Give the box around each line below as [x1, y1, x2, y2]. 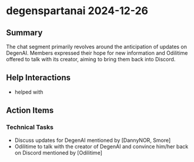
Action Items [6, 105, 54, 115]
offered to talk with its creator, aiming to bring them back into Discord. [6, 56, 176, 62]
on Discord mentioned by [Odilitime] [14, 149, 103, 156]
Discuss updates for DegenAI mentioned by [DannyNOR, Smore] [14, 137, 171, 144]
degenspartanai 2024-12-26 [6, 4, 149, 18]
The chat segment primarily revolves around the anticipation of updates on [6, 43, 187, 50]
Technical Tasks [6, 123, 54, 131]
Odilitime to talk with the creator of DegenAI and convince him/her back [14, 143, 189, 150]
